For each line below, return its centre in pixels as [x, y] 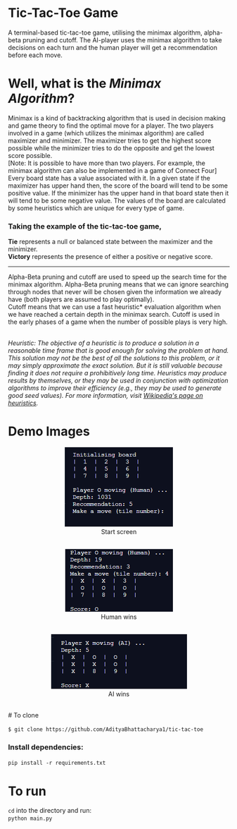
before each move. [35, 55]
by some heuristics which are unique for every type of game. [96, 208]
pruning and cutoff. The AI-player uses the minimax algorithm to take [122, 40]
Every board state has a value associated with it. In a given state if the [109, 178]
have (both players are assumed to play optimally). [81, 299]
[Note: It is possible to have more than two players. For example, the [107, 163]
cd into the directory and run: [50, 811]
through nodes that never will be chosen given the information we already [115, 292]
